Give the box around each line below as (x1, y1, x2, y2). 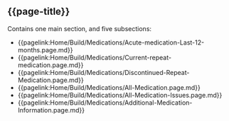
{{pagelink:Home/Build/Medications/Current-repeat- (17, 53, 172, 62)
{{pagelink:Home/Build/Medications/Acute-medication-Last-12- (17, 38, 205, 47)
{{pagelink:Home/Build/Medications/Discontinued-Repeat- (17, 68, 190, 76)
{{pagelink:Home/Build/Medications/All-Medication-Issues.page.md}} (17, 91, 223, 99)
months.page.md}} (17, 45, 73, 54)
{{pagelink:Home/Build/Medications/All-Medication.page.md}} (17, 83, 201, 91)
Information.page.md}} (17, 105, 85, 114)
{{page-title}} (7, 6, 70, 18)
